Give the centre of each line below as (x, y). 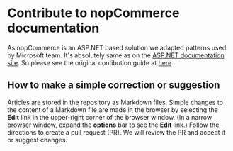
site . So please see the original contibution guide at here (90, 62)
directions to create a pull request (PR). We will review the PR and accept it (116, 132)
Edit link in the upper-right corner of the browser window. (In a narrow (110, 117)
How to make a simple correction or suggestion (114, 85)
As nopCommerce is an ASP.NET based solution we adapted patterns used (117, 47)
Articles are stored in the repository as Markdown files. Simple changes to (115, 102)
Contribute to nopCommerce (93, 13)
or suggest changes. (38, 140)
